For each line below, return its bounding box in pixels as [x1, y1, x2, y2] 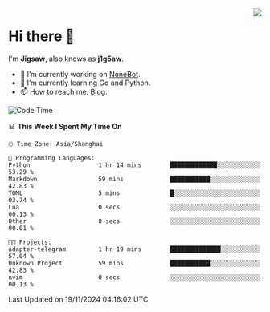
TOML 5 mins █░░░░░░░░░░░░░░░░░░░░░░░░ [8, 188, 261, 197]
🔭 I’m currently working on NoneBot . [19, 69, 141, 79]
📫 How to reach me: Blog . [19, 87, 108, 96]
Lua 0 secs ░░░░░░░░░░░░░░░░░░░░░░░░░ [8, 203, 261, 211]
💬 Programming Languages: [8, 154, 95, 162]
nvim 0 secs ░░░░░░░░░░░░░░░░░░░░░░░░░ [8, 273, 261, 282]
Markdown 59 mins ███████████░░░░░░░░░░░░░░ [8, 175, 261, 183]
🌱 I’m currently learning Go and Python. [19, 78, 151, 87]
